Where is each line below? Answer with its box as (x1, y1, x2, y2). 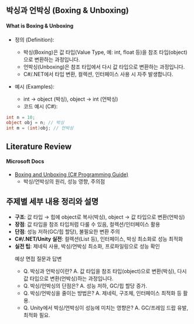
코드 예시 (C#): (23, 103, 58, 110)
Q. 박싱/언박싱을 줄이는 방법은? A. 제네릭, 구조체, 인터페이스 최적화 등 (23, 289, 182, 296)
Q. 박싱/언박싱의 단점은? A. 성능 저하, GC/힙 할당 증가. (23, 282, 148, 289)
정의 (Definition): (14, 36, 55, 43)
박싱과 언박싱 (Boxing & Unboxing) (6, 5, 129, 16)
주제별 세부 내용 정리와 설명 (6, 197, 98, 207)
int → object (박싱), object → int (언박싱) (23, 96, 118, 103)
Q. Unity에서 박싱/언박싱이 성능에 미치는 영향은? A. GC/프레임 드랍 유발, (23, 304, 189, 311)
